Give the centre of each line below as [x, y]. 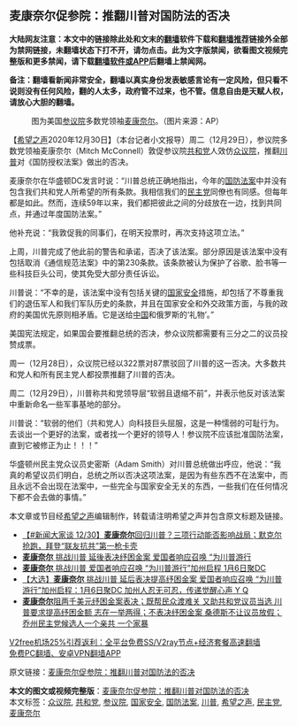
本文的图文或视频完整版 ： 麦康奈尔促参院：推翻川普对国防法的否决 [129, 691]
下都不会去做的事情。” [48, 497]
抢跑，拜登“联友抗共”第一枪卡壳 [80, 545]
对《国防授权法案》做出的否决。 [75, 161]
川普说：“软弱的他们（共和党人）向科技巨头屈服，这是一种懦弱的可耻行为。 [147, 422]
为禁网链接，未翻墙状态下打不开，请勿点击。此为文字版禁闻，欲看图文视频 [145, 50]
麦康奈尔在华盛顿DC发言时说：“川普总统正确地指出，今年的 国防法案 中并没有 [148, 181]
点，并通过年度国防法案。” [56, 213]
